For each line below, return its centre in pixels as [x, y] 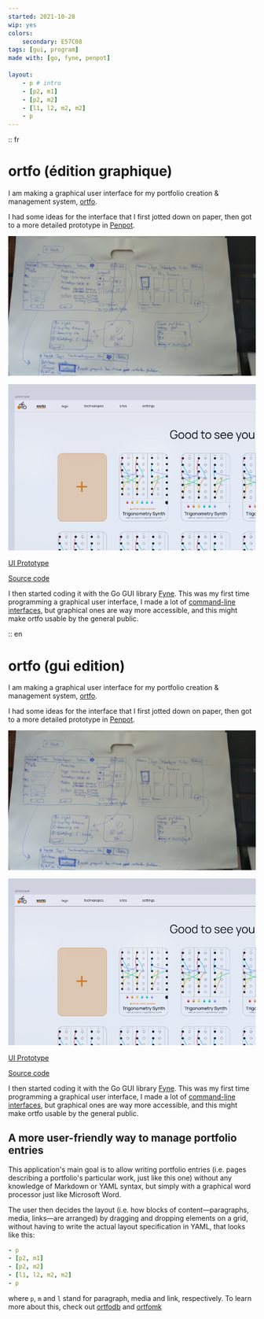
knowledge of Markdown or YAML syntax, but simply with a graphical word [130, 1186]
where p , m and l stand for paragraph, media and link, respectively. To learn [130, 1298]
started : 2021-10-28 [42, 17]
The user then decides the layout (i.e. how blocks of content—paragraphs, [128, 1210]
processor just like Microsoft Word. [65, 1194]
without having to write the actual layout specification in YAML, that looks [127, 1226]
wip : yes [22, 25]
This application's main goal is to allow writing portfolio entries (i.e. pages [127, 1169]
